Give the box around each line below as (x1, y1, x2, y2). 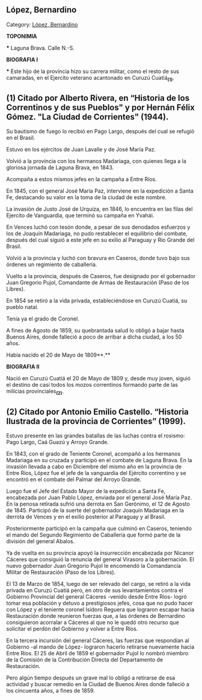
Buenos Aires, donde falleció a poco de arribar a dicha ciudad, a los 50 (6, 333, 182, 340)
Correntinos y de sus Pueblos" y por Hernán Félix (6, 103, 195, 112)
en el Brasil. (6, 134, 35, 141)
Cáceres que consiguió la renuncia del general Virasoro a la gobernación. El (6, 556, 194, 563)
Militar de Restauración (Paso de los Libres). (6, 568, 116, 576)
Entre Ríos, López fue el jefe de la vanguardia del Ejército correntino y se (6, 469, 186, 477)
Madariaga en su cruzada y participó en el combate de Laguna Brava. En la (6, 457, 192, 464)
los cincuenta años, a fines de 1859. (6, 687, 95, 695)
